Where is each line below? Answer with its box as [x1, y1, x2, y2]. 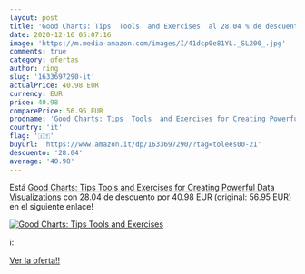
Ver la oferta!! [9, 255, 61, 266]
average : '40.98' [9, 156, 75, 166]
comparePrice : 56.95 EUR [9, 106, 103, 115]
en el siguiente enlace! [9, 201, 93, 211]
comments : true [9, 47, 67, 56]
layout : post [9, 13, 59, 23]
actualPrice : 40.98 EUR [9, 81, 100, 90]
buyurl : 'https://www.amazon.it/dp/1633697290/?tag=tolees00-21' [9, 140, 261, 149]
